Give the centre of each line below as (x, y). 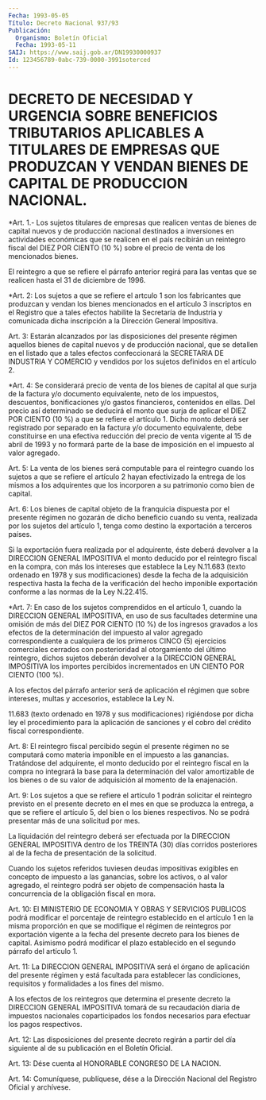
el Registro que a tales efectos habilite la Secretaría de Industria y (116, 312)
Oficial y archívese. (40, 1087)
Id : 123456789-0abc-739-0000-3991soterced (79, 60)
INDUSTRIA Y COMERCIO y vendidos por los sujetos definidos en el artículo (132, 361)
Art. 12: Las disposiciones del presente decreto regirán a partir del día (122, 1039)
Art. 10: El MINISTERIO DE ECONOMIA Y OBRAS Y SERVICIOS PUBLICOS (127, 909)
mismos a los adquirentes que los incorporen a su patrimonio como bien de (132, 484)
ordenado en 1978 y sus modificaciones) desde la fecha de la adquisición (128, 575)
